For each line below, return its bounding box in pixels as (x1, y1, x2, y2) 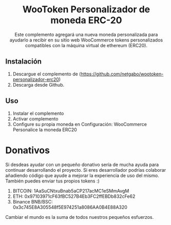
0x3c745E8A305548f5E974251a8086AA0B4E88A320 (12, 204, 127, 210)
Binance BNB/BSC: (12, 198, 53, 204)
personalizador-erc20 (12, 76, 59, 83)
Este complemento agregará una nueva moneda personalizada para (14, 31, 158, 37)
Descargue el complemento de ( (12, 71, 81, 77)
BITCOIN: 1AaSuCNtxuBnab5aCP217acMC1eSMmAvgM (12, 188, 129, 194)
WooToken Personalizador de (22, 4, 150, 15)
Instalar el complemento (12, 110, 64, 116)
